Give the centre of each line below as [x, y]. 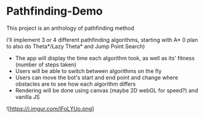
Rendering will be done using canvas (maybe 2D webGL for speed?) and [107, 90]
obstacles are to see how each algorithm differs [75, 84]
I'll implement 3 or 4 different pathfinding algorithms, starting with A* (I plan [102, 40]
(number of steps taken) [46, 64]
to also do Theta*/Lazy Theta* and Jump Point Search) [76, 46]
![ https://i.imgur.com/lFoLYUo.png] [50, 108]
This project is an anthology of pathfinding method [70, 28]
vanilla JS [27, 97]
